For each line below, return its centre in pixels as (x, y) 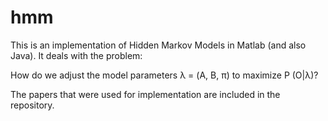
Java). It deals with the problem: (76, 55)
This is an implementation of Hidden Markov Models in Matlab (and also (158, 45)
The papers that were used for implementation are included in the (145, 94)
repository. (32, 105)
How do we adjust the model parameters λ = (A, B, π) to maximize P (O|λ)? (164, 75)
